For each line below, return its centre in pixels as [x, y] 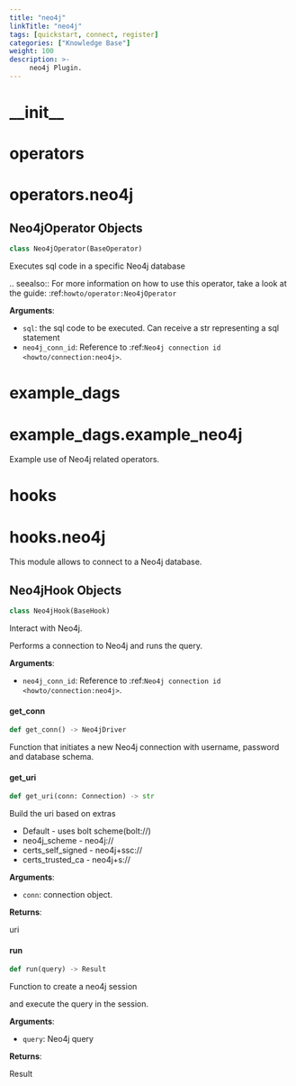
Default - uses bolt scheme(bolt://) [86, 831]
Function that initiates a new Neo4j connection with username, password [144, 747]
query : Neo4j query [58, 1039]
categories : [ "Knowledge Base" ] [70, 43]
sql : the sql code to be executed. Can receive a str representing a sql [151, 328]
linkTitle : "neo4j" [46, 26]
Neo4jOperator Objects [76, 228]
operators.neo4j [72, 195]
